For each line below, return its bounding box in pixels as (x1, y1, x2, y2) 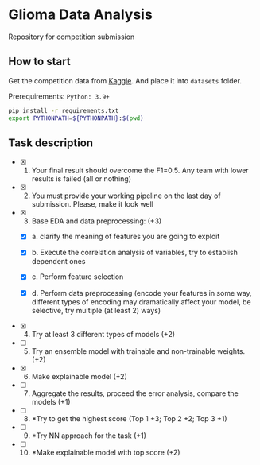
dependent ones (31, 257, 86, 266)
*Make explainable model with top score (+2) (31, 448, 180, 457)
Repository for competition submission (8, 32, 135, 41)
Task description (8, 136, 94, 149)
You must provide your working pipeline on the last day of (31, 191, 221, 200)
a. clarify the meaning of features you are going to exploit (31, 232, 220, 242)
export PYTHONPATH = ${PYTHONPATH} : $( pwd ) (8, 114, 145, 122)
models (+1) (31, 397, 71, 406)
